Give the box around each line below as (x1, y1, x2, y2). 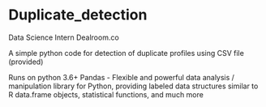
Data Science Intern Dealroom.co (8, 32, 119, 42)
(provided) (8, 57, 44, 66)
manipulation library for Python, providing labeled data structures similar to (8, 81, 259, 91)
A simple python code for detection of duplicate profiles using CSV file (8, 48, 245, 58)
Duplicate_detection (8, 6, 148, 24)
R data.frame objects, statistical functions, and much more (8, 89, 204, 99)
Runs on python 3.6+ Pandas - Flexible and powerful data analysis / (8, 72, 235, 82)
